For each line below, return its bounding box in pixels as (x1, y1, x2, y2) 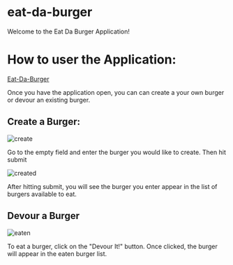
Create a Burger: (7, 116, 80, 128)
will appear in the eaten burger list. (7, 249, 107, 258)
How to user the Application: (7, 52, 176, 68)
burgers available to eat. (7, 190, 77, 198)
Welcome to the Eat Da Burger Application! (7, 27, 130, 36)
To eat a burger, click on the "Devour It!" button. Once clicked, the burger (7, 242, 218, 250)
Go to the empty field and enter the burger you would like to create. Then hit (7, 148, 227, 156)
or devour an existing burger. (7, 96, 91, 104)
